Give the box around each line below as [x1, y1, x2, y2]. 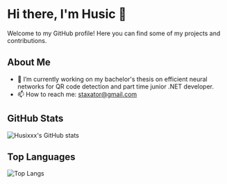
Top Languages [7, 151, 76, 163]
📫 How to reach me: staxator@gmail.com [17, 90, 137, 98]
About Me [7, 57, 51, 68]
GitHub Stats [7, 113, 64, 125]
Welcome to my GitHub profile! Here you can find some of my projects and [7, 29, 221, 37]
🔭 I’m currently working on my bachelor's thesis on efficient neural [17, 75, 208, 83]
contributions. [7, 36, 47, 44]
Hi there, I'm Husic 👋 [7, 6, 127, 22]
